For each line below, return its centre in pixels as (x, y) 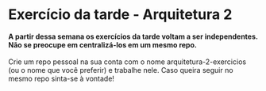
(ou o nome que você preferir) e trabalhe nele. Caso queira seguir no (121, 70)
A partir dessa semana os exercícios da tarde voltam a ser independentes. (133, 36)
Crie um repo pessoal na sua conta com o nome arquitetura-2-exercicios (127, 62)
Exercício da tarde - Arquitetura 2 (120, 15)
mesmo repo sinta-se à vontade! (62, 78)
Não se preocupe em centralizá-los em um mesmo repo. (102, 44)
